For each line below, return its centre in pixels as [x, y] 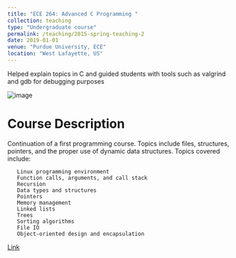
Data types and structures [57, 190]
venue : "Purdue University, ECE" [57, 47]
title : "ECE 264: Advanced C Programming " [73, 14]
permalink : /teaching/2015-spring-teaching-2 [76, 34]
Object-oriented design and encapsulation [80, 234]
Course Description [66, 124]
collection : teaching [39, 21]
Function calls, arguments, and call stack [82, 178]
